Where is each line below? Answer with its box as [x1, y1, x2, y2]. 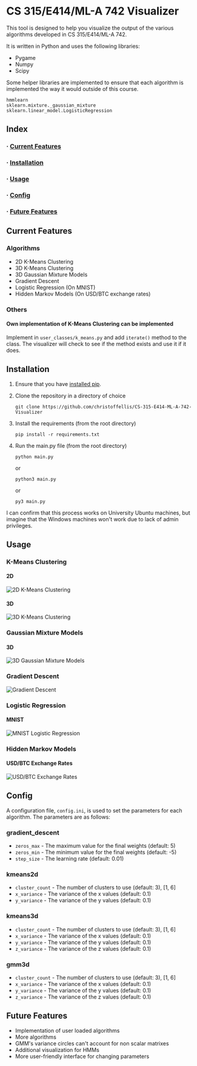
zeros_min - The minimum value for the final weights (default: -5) [15, 848, 177, 856]
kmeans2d [6, 870, 38, 878]
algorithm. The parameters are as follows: [6, 813, 111, 821]
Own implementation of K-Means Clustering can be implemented [6, 320, 174, 328]
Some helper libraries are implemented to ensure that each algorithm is [6, 79, 184, 86]
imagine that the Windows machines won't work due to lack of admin [6, 515, 179, 522]
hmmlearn [6, 97, 28, 103]
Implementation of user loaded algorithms [15, 1027, 120, 1034]
